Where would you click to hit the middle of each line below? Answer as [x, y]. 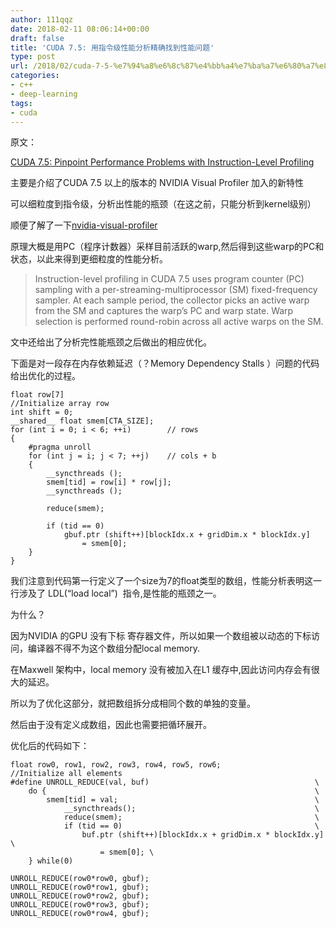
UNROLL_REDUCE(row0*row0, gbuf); [80, 879]
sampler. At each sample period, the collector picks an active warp [172, 300]
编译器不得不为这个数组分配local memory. [113, 648]
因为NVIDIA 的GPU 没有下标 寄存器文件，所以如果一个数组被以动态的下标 [161, 636]
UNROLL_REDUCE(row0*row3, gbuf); [80, 905]
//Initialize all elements [66, 774]
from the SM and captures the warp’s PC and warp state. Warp [164, 311]
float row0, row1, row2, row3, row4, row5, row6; [116, 765]
